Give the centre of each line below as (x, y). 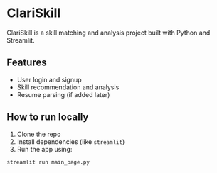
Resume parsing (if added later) (63, 94)
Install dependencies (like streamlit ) (71, 141)
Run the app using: (44, 149)
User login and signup (49, 79)
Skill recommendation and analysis (68, 87)
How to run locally (48, 117)
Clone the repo (39, 134)
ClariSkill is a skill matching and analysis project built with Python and (108, 33)
